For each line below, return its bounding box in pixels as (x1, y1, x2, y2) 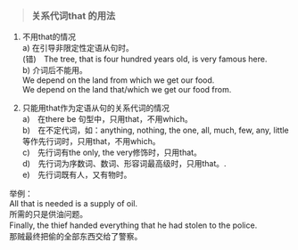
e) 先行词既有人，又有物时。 (21, 169, 132, 181)
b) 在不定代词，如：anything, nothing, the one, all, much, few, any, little (21, 125, 290, 136)
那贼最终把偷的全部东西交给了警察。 (9, 231, 143, 242)
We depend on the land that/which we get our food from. (21, 85, 232, 95)
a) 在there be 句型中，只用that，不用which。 (21, 114, 194, 125)
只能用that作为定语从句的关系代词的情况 (21, 102, 170, 114)
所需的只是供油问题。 (9, 209, 87, 220)
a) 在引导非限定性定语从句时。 (21, 43, 134, 53)
